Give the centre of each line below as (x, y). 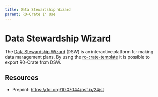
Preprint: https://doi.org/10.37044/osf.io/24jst (58, 90)
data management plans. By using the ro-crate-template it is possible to (78, 57)
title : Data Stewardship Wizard (38, 10)
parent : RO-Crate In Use (30, 14)
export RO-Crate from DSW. (33, 62)
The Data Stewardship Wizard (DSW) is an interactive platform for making (79, 52)
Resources (22, 78)
